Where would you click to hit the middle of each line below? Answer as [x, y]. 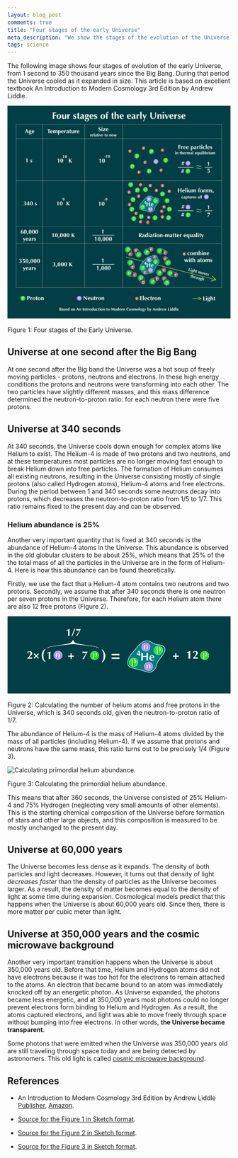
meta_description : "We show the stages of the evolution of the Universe [119, 38]
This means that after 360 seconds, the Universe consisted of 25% [105, 797]
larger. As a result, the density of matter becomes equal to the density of [113, 889]
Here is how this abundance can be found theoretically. [95, 570]
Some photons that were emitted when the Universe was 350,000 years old [118, 1043]
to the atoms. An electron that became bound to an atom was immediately [115, 985]
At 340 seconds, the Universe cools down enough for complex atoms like [114, 446]
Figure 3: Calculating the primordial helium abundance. [87, 784]
